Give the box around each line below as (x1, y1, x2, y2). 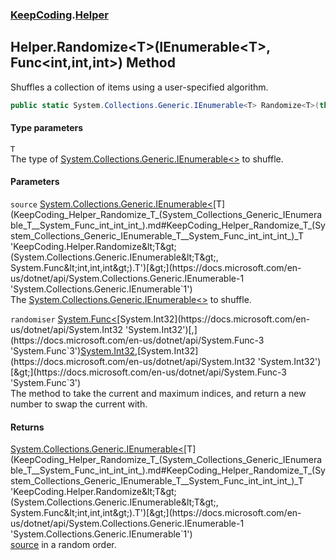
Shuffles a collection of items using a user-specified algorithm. (10, 81, 269, 93)
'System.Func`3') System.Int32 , (10, 345, 138, 357)
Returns (10, 421, 45, 433)
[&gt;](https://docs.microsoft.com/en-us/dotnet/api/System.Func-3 (10, 366, 287, 378)
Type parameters (10, 122, 84, 134)
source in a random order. (10, 539, 117, 551)
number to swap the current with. (10, 398, 148, 410)
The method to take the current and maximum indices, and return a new (10, 388, 307, 400)
